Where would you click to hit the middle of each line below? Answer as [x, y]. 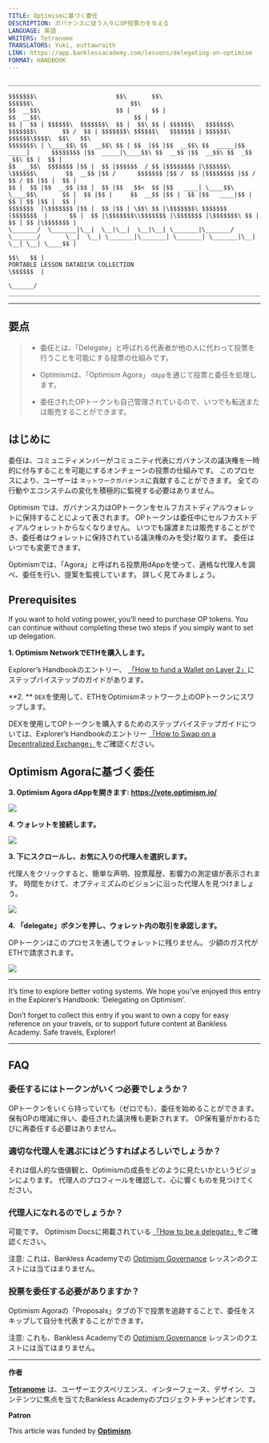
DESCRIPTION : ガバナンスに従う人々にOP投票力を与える [89, 23]
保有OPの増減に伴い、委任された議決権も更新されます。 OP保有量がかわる [131, 1118]
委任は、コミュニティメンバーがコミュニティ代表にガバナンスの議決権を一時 [134, 460]
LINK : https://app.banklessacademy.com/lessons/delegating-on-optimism [130, 53]
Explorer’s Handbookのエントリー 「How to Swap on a [126, 734]
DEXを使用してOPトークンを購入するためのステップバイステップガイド [125, 724]
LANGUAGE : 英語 [32, 30]
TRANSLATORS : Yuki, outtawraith [62, 46]
